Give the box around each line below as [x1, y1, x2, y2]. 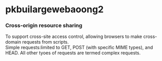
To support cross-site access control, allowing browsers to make [5, 33, 143, 39]
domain [5, 39, 22, 45]
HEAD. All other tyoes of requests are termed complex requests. [5, 50, 141, 56]
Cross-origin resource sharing [5, 22, 83, 29]
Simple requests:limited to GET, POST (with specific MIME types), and [5, 45, 153, 51]
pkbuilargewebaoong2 [5, 4, 104, 15]
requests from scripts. [22, 39, 69, 45]
